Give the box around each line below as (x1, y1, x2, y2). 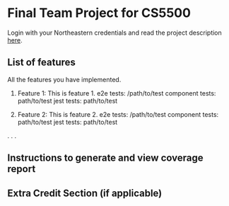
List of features (7, 57, 76, 69)
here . (7, 35, 23, 44)
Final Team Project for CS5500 (7, 5, 191, 21)
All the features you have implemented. (7, 75, 122, 84)
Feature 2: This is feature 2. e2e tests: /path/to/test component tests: (17, 110, 219, 118)
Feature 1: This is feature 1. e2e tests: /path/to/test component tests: (17, 88, 216, 97)
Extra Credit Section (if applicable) (7, 187, 163, 199)
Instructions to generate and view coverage (7, 152, 204, 164)
